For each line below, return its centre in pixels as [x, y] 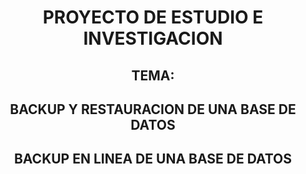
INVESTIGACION [153, 38]
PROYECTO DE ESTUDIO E [153, 17]
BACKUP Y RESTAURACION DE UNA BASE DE [153, 109]
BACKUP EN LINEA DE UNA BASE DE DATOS [153, 159]
